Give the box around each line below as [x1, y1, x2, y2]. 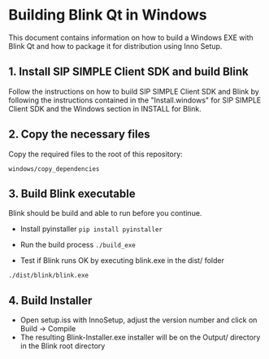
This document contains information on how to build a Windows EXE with [8, 33, 254, 42]
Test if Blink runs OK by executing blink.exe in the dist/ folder [20, 256, 225, 265]
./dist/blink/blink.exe [8, 271, 89, 280]
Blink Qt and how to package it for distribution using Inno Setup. [8, 41, 223, 50]
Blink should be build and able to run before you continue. [8, 208, 202, 218]
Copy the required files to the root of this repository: [8, 149, 183, 159]
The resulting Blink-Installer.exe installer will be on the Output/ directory [20, 332, 261, 343]
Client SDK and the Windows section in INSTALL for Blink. [8, 103, 202, 113]
